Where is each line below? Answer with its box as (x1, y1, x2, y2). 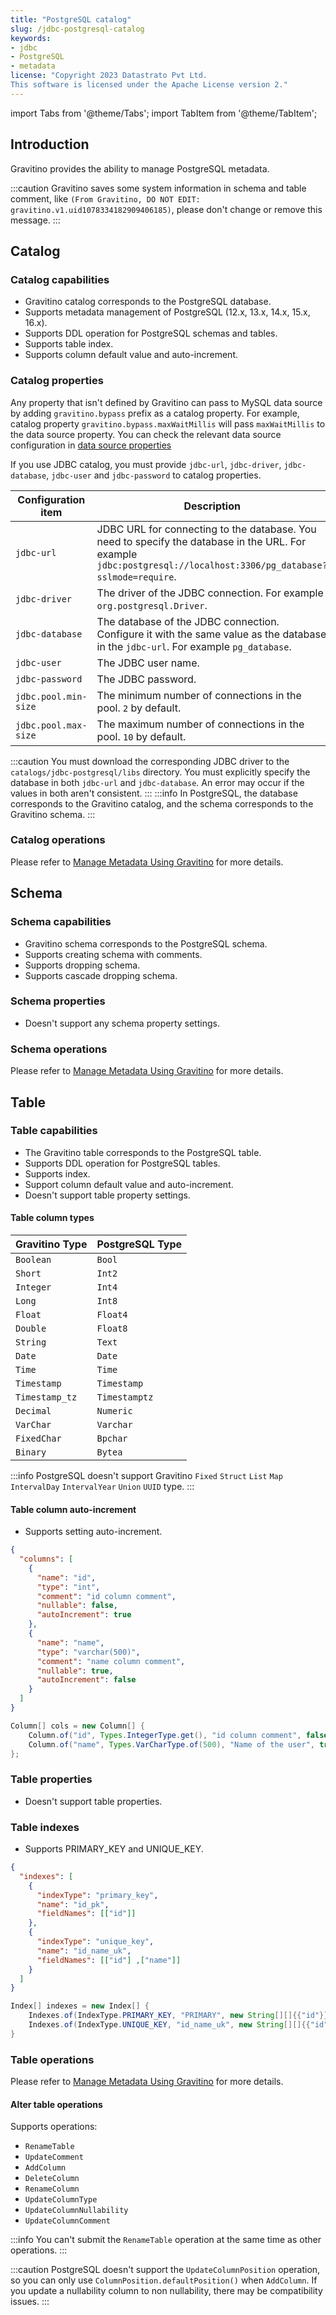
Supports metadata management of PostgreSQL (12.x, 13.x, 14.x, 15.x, (24, 306, 311, 318)
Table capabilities (10, 1124, 98, 1138)
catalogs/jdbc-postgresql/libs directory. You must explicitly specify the (10, 766, 311, 778)
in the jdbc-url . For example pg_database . (96, 639, 292, 653)
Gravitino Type (15, 1237, 88, 1251)
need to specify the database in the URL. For (96, 534, 307, 548)
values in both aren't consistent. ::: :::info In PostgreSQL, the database (10, 787, 298, 799)
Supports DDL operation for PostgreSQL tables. (24, 1157, 221, 1169)
